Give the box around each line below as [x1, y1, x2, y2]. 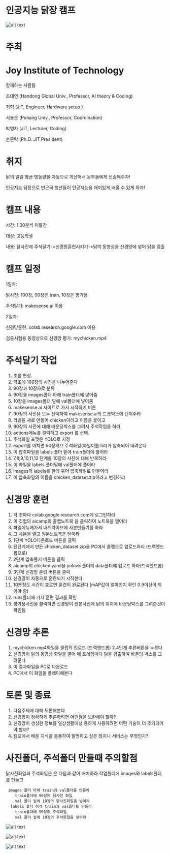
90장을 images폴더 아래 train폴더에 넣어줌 [13, 391, 98, 398]
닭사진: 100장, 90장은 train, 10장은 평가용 [6, 292, 88, 298]
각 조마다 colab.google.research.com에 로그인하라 [13, 511, 116, 517]
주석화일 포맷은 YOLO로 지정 [13, 436, 71, 442]
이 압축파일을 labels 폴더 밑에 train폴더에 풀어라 [13, 448, 108, 455]
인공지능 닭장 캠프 [6, 5, 76, 16]
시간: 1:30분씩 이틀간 [6, 222, 47, 228]
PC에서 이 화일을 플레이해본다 [13, 669, 73, 676]
